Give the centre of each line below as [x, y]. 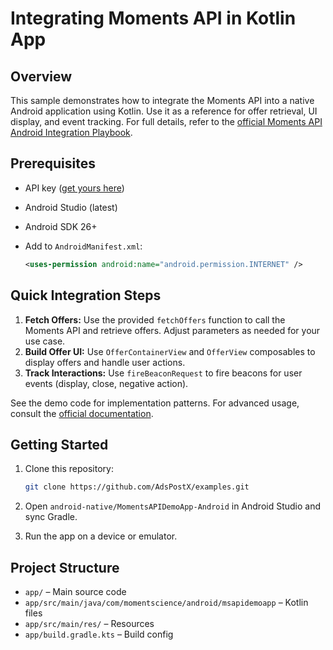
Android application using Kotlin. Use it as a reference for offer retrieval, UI [164, 111]
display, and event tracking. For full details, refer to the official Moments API [166, 121]
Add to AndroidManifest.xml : [83, 246]
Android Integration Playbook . [71, 132]
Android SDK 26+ [61, 226]
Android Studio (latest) [71, 207]
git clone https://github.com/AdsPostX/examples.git [137, 487]
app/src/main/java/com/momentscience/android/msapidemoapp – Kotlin [166, 602]
